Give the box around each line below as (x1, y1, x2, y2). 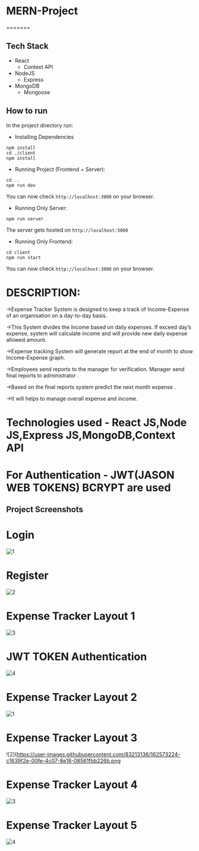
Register (6, 569, 49, 582)
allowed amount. (6, 336, 47, 343)
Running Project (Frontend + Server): (14, 166, 106, 173)
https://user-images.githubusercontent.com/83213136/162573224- (16, 750, 181, 758)
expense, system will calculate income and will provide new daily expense (6, 329, 188, 337)
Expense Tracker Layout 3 (6, 731, 138, 745)
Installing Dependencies (14, 133, 74, 141)
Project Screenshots (6, 504, 83, 515)
